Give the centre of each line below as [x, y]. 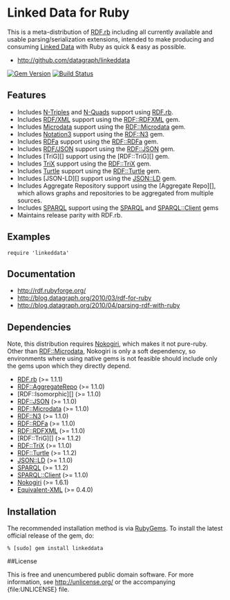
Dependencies [39, 327]
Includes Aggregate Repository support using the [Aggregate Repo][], [116, 186]
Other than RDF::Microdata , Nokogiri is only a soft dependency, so [102, 351]
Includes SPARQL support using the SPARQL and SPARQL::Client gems [118, 208]
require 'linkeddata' [38, 253]
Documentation [41, 274]
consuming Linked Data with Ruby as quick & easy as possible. [97, 46]
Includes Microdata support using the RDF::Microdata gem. [101, 127]
